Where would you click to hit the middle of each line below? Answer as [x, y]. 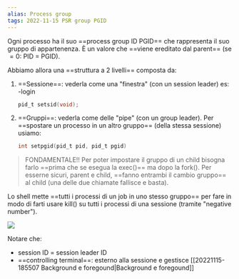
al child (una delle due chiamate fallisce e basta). [97, 183]
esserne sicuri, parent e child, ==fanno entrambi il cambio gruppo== [126, 175]
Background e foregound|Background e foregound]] [118, 268]
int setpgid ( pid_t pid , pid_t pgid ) [72, 146]
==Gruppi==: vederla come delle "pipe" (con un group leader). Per [116, 118]
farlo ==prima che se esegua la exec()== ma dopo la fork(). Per [118, 168]
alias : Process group [40, 14]
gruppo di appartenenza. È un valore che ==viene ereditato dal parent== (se [119, 49]
